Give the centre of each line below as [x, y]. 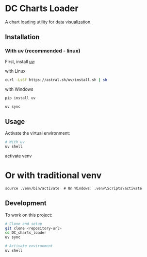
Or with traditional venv [53, 176]
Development [26, 203]
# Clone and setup [24, 224]
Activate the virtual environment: [38, 133]
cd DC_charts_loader [26, 233]
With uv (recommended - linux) [43, 51]
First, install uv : [20, 62]
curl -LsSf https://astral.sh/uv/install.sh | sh [56, 80]
